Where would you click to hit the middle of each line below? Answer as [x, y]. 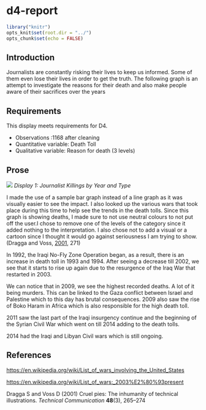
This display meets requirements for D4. [57, 126]
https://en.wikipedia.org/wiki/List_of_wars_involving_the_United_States [96, 370]
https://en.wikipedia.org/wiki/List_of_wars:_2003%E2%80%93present [95, 382]
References [29, 355]
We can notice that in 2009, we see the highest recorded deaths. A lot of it [101, 286]
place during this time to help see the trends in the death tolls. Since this [97, 210]
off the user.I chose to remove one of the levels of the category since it [96, 223]
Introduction [31, 57]
